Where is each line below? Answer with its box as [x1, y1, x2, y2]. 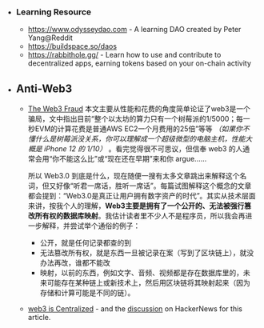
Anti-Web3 [15, 82, 73, 95]
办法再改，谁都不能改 [39, 258, 110, 268]
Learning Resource [15, 6, 92, 18]
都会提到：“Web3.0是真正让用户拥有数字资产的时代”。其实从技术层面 [27, 191, 256, 201]
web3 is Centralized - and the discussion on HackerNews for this [27, 304, 242, 314]
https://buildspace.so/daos [27, 42, 118, 51]
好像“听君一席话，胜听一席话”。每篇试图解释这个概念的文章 [55, 181, 252, 190]
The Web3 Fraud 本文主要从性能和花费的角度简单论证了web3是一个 [27, 104, 250, 114]
